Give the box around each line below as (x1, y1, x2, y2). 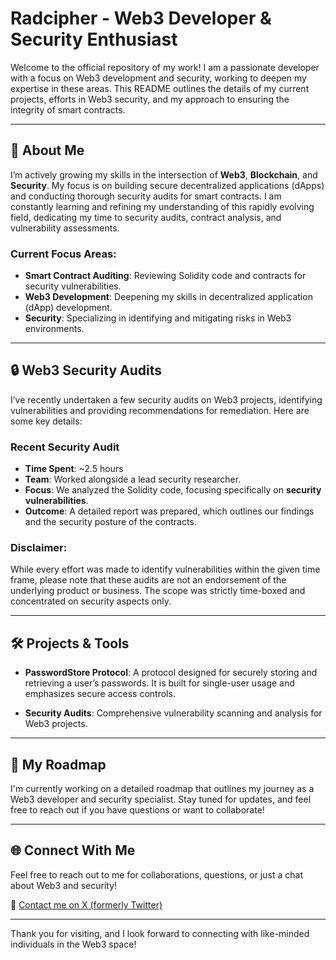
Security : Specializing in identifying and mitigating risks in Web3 (24, 312, 292, 324)
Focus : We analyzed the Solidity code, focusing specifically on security (24, 484, 322, 496)
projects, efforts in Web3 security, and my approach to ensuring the (10, 93, 290, 105)
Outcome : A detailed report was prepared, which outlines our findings (24, 505, 315, 517)
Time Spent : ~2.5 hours (24, 463, 124, 475)
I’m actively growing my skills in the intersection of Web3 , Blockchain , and (10, 168, 318, 181)
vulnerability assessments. (10, 222, 120, 234)
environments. (24, 323, 85, 335)
